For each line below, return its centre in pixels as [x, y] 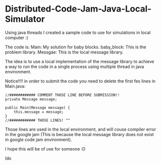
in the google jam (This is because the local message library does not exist [79, 134]
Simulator [25, 19]
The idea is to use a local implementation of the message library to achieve [80, 61]
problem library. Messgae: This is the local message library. [64, 52]
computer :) [17, 38]
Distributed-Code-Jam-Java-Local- [78, 9]
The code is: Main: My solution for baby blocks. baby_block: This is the [76, 47]
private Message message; [31, 99]
